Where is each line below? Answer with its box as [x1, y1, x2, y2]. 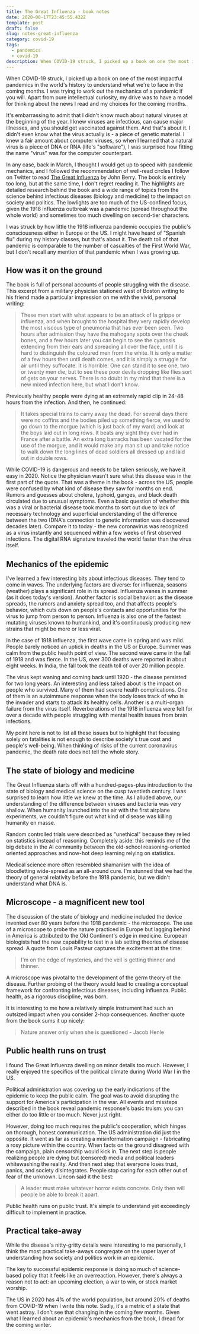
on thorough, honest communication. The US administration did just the [6, 1128, 181, 1136]
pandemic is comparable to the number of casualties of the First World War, [6, 242, 191, 249]
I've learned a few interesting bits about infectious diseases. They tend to [6, 575, 185, 582]
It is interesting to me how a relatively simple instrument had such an [6, 1004, 174, 1011]
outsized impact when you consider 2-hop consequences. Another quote [6, 1011, 185, 1018]
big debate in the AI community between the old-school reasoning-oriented [6, 843, 191, 850]
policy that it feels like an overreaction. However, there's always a [23, 1272, 182, 1279]
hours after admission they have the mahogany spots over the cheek [20, 330, 188, 338]
